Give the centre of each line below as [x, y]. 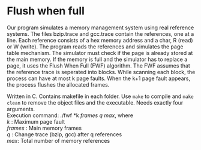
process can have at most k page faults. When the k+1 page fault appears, [99, 78]
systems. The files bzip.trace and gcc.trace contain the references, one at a [100, 33]
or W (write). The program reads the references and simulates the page [95, 47]
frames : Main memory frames [44, 128]
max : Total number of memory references [58, 140]
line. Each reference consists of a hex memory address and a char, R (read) [100, 40]
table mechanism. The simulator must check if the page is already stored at [100, 53]
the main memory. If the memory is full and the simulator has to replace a [97, 59]
